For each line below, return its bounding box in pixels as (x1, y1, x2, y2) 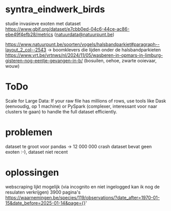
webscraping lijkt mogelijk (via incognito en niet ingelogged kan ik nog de (5, 183, 160, 190)
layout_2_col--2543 (5, 46, 46, 53)
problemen (5, 127, 53, 138)
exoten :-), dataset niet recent (5, 149, 68, 155)
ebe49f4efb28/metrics (5, 31, 54, 37)
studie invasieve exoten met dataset (5, 20, 81, 27)
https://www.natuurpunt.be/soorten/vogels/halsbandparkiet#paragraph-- (5, 41, 160, 47)
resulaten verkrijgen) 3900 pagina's (5, 189, 81, 195)
